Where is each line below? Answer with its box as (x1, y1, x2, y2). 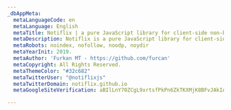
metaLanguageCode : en (13, 16, 76, 23)
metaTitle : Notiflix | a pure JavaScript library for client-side (13, 29, 208, 36)
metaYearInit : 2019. (13, 49, 72, 56)
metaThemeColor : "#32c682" (13, 67, 91, 74)
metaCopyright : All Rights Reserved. (13, 61, 122, 68)
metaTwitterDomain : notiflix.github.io (13, 80, 128, 87)
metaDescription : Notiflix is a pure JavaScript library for (13, 36, 192, 43)
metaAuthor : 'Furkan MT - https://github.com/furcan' (13, 55, 170, 62)
